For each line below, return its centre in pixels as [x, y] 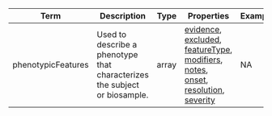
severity [200, 100]
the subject [118, 85]
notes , [197, 70]
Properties [208, 16]
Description [123, 16]
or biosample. [123, 95]
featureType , [209, 50]
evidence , [204, 29]
